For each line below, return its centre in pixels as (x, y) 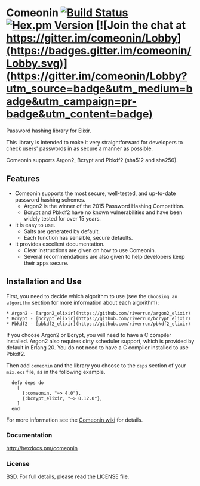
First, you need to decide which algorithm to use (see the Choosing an (92, 296)
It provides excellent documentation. (60, 244)
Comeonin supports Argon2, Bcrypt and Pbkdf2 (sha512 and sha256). (92, 160)
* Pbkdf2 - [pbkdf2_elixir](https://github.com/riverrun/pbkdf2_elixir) (99, 324)
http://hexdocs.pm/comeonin (42, 448)
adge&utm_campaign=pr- (72, 102)
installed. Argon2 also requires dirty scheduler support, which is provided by (100, 341)
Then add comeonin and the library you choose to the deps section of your (96, 365)
